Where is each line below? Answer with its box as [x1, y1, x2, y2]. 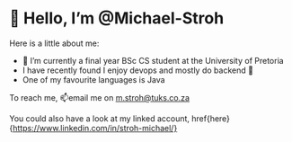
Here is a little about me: [9, 38, 100, 49]
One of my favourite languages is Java [22, 74, 165, 84]
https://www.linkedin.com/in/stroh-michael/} [12, 122, 178, 133]
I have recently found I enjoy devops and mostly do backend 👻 [22, 65, 254, 75]
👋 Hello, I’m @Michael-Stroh [9, 8, 225, 29]
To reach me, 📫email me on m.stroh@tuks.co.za [9, 92, 190, 102]
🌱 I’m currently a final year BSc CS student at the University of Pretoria [22, 55, 285, 66]
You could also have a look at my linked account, [9, 112, 190, 124]
